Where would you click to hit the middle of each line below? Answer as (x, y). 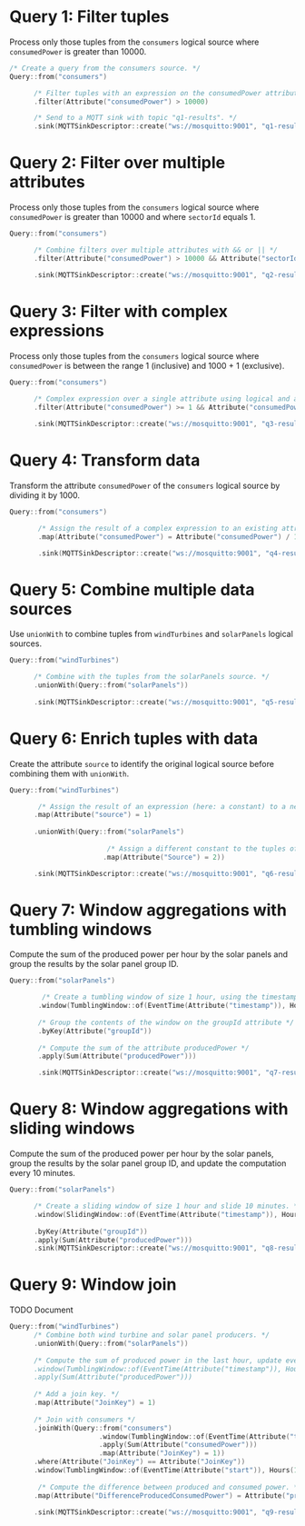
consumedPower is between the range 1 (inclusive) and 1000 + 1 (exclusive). (147, 365)
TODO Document (42, 1310)
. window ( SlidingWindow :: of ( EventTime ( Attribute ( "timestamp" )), (156, 1214)
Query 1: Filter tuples (89, 17)
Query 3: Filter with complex (119, 311)
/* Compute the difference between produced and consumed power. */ (170, 1487)
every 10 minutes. (42, 1173)
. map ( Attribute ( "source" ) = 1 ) (93, 815)
